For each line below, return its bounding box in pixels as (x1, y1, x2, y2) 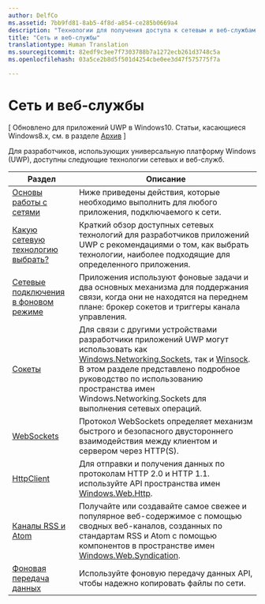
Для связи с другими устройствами (78, 324, 218, 335)
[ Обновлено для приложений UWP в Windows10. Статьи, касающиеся (8, 122, 246, 132)
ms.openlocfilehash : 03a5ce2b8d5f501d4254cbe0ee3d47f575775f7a (8, 56, 221, 64)
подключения (12, 286, 65, 297)
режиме (12, 306, 43, 317)
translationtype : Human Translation (8, 41, 129, 49)
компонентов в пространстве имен (78, 540, 215, 551)
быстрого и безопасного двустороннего (78, 426, 234, 437)
